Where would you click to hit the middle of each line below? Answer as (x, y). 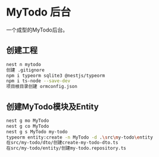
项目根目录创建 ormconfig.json (42, 87)
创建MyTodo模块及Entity (53, 107)
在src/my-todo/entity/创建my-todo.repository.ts (66, 148)
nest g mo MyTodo (28, 120)
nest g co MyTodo (28, 126)
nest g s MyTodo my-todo (37, 131)
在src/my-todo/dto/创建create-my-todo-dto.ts (62, 143)
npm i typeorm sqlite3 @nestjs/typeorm (56, 76)
